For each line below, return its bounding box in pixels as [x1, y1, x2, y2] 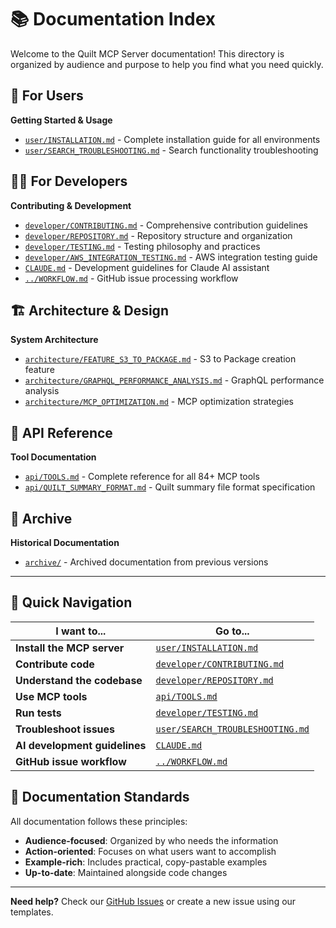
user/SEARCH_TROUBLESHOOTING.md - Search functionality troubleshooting [24, 144, 319, 156]
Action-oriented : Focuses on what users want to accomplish [24, 845, 277, 857]
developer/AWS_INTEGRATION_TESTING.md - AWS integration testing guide [24, 251, 318, 263]
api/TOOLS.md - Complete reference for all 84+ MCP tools [24, 471, 260, 483]
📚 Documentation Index [10, 8, 217, 31]
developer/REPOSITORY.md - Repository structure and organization [24, 229, 293, 241]
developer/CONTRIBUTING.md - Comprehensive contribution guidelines [24, 219, 308, 231]
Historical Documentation [10, 537, 120, 548]
